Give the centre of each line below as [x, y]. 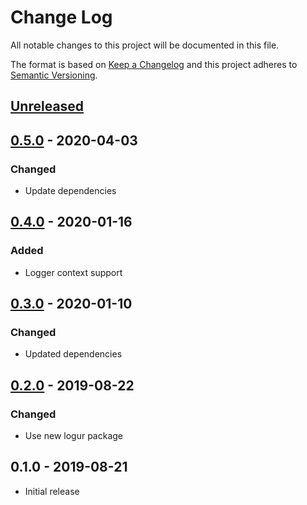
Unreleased [47, 106]
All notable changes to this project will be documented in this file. [145, 45]
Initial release [52, 491]
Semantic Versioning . [54, 75]
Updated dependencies [73, 354]
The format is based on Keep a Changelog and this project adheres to [154, 64]
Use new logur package [73, 436]
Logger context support [73, 272]
